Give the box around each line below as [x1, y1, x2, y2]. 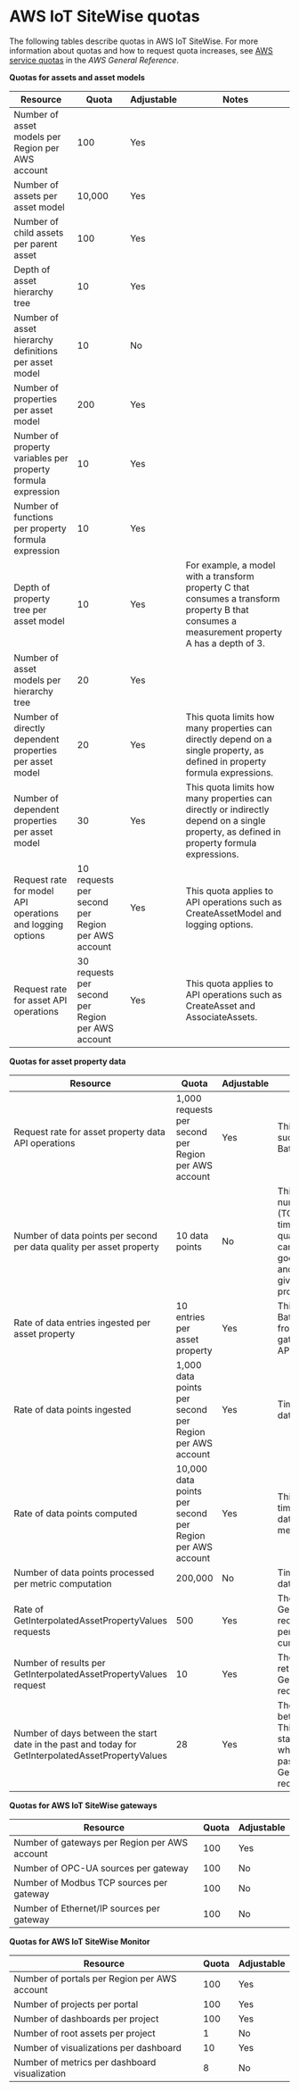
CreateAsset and [185, 1000, 256, 1012]
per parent [13, 237, 58, 250]
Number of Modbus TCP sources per [13, 1876, 168, 1888]
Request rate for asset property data [13, 1125, 166, 1138]
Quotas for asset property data [9, 1056, 126, 1066]
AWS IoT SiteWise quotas [9, 6, 200, 27]
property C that [185, 581, 250, 593]
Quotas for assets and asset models [9, 71, 145, 82]
